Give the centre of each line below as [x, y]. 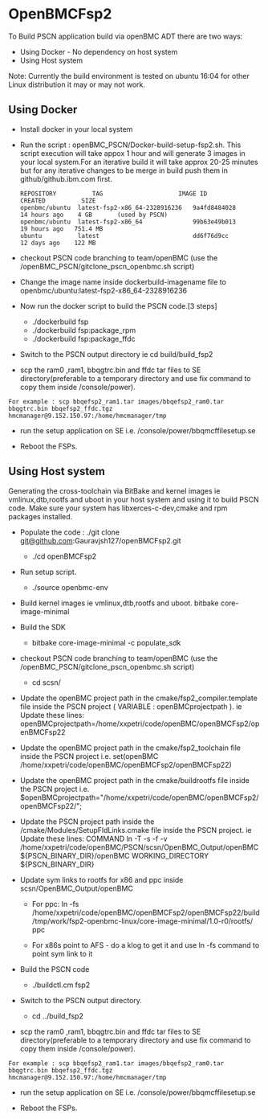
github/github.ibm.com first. [66, 178]
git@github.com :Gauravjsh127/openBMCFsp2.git [101, 540]
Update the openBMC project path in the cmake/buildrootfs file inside [135, 780]
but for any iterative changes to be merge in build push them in [124, 170]
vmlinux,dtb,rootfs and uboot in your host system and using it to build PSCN [134, 499]
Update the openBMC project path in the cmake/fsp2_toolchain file [130, 748]
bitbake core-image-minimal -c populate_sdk [106, 642]
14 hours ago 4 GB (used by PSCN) [94, 215]
